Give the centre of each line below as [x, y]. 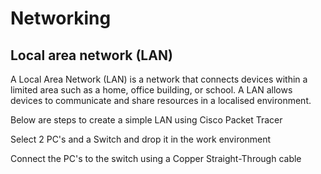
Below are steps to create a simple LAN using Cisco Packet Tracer [146, 120]
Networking [61, 18]
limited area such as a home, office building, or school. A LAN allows [151, 90]
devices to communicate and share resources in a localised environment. [161, 100]
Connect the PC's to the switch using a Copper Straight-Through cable [156, 158]
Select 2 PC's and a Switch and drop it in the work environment [141, 139]
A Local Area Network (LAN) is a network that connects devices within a [159, 79]
